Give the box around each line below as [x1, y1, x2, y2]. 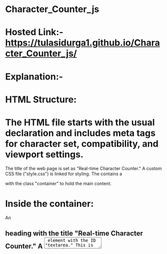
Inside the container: [5, 198, 94, 209]
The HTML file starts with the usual [5, 116, 155, 128]
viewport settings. [5, 149, 84, 160]
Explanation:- [5, 71, 63, 82]
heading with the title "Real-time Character [5, 229, 143, 238]
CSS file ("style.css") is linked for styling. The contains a [5, 171, 122, 177]
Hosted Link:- [5, 27, 64, 38]
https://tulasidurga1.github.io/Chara [5, 37, 160, 49]
